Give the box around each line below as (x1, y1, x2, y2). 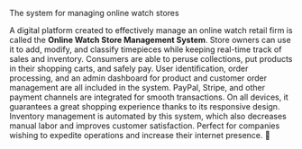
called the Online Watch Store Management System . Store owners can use (9, 35, 291, 45)
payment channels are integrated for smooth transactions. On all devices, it (9, 92, 288, 102)
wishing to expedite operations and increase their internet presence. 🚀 (9, 130, 270, 140)
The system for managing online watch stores (9, 8, 179, 18)
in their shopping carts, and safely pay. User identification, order (9, 63, 249, 74)
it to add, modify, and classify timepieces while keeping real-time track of (9, 44, 282, 55)
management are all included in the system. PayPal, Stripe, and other (9, 83, 266, 92)
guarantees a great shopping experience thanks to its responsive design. (9, 101, 280, 111)
